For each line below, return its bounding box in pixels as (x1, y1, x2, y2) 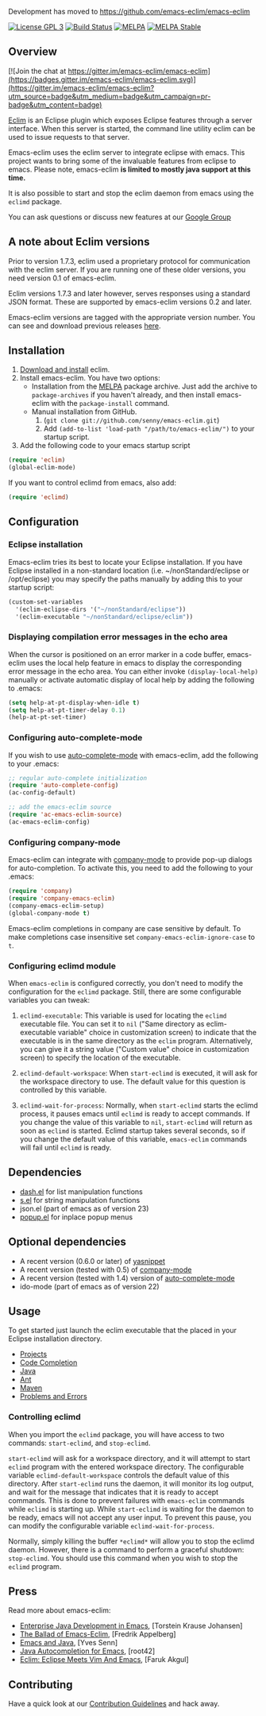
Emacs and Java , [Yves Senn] (19, 1638, 118, 1648)
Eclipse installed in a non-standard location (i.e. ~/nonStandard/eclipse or (8, 566, 249, 575)
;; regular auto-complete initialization (8, 774, 148, 782)
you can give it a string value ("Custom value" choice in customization (19, 1044, 250, 1053)
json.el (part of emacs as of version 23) (19, 1204, 149, 1213)
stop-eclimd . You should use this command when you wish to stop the (8, 1553, 238, 1563)
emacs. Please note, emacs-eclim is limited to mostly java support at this (8, 164, 252, 174)
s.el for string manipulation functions (19, 1195, 141, 1204)
